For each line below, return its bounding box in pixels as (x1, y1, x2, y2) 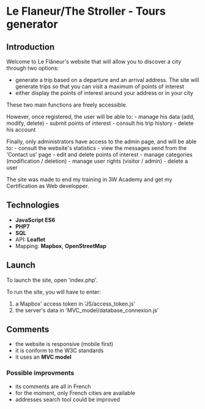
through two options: (6, 64, 59, 72)
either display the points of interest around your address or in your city (15, 89, 194, 96)
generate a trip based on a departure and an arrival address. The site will (15, 77, 199, 83)
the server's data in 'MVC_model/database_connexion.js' (15, 306, 159, 313)
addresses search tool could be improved (15, 396, 121, 403)
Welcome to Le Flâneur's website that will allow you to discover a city (6, 58, 182, 65)
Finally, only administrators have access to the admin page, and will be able (6, 138, 197, 145)
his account (6, 126, 36, 133)
